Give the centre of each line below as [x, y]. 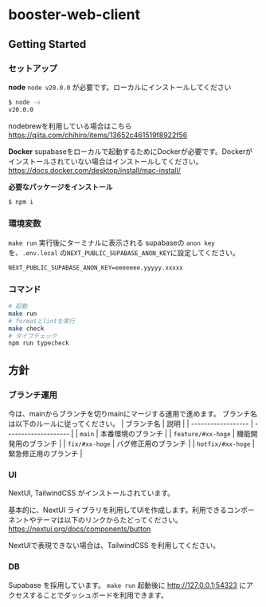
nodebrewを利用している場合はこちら [70, 126]
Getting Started [47, 44]
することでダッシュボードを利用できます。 [99, 595]
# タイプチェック [33, 336]
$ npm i [21, 202]
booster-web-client [74, 15]
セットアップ [33, 68]
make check [26, 329]
